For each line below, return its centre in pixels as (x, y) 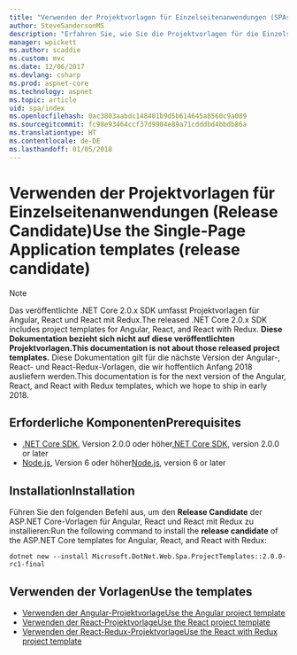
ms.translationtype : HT (53, 133)
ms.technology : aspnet (51, 91)
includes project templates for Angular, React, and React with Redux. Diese (146, 329)
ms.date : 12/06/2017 (47, 67)
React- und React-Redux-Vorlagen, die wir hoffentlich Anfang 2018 (131, 366)
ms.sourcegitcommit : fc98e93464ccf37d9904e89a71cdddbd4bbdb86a (128, 125)
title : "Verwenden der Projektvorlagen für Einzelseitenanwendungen (138, 17)
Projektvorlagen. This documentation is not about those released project (145, 347)
